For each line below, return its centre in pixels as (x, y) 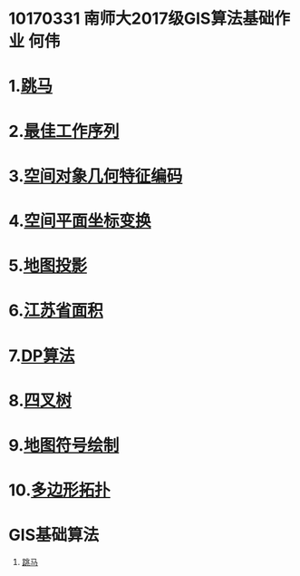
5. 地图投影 (48, 266)
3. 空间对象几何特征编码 (96, 176)
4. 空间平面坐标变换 (80, 221)
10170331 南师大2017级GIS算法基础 (141, 19)
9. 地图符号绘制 (64, 445)
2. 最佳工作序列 (64, 131)
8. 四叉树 (40, 400)
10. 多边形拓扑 (59, 490)
